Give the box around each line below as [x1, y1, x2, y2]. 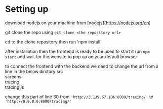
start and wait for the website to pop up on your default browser [5, 53, 137, 60]
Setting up [5, 3, 48, 15]
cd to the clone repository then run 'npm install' [5, 38, 102, 45]
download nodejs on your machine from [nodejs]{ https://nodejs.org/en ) [5, 20, 151, 26]
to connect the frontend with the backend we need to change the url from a [5, 63, 159, 69]
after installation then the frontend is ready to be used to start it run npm [5, 48, 150, 54]
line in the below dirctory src [5, 68, 63, 74]
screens [5, 73, 22, 79]
